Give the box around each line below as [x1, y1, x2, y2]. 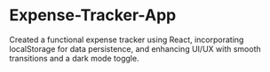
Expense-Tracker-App [9, 5, 177, 25]
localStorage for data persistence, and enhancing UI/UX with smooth [9, 43, 261, 54]
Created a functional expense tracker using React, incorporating [9, 34, 244, 45]
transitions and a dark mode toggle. [9, 53, 139, 63]
